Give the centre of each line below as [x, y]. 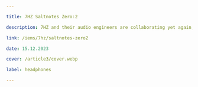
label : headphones [29, 70]
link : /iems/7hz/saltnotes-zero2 [47, 38]
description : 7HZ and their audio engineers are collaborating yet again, [100, 27]
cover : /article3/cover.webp [42, 59]
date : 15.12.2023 [27, 48]
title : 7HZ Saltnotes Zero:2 [42, 16]
